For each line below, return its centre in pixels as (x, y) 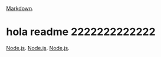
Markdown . (20, 8)
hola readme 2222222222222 (81, 32)
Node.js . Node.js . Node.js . (38, 48)
